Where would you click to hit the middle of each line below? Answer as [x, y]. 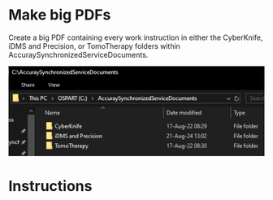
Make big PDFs [60, 15]
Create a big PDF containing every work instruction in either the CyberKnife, [136, 37]
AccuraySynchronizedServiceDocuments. [78, 54]
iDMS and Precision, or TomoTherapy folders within [95, 46]
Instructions [50, 187]
